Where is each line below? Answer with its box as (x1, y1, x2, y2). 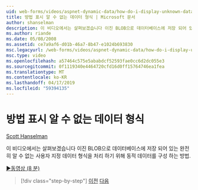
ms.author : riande (6, 31, 51, 37)
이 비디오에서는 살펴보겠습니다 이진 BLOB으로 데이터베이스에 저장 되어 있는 (6, 145, 179, 152)
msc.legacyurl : (6, 47, 44, 53)
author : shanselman (6, 19, 54, 25)
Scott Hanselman (6, 132, 48, 139)
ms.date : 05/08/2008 (6, 36, 57, 42)
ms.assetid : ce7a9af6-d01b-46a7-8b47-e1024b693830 (6, 42, 133, 48)
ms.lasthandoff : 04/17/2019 (6, 80, 75, 86)
